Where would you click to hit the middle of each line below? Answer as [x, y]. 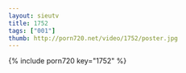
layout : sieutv [34, 16]
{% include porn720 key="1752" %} [68, 61]
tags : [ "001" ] [32, 30]
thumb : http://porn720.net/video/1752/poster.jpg [93, 38]
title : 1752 [28, 23]
